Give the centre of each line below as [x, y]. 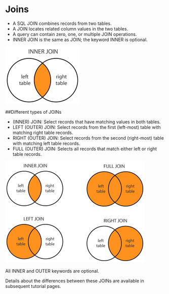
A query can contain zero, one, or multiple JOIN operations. [75, 34]
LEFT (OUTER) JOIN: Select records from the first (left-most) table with [87, 127]
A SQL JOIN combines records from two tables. [62, 23]
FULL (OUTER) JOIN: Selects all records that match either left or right [85, 149]
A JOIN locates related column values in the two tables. [70, 28]
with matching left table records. [46, 143]
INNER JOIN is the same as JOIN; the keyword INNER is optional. [80, 40]
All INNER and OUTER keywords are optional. [52, 271]
